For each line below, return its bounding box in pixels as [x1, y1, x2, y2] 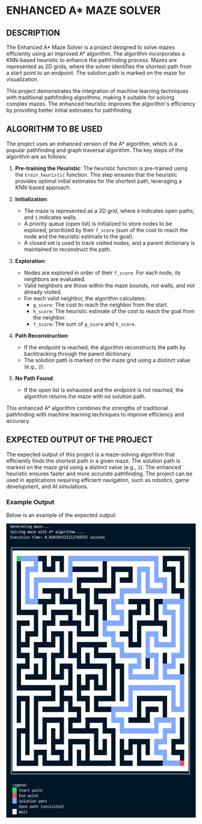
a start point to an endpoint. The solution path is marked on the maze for [6, 69, 186, 76]
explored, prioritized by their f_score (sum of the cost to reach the [23, 226, 188, 233]
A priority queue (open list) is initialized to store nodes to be [23, 220, 173, 227]
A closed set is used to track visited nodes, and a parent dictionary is [23, 239, 195, 246]
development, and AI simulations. [6, 483, 89, 490]
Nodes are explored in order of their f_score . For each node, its [23, 269, 181, 276]
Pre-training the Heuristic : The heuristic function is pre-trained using [14, 164, 188, 172]
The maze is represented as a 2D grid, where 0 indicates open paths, [23, 207, 195, 214]
